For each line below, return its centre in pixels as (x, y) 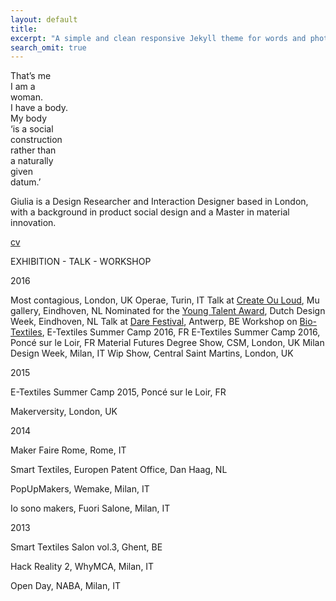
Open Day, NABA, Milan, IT (65, 586)
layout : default (44, 19)
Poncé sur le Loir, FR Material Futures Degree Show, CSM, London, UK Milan (167, 343)
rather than (33, 150)
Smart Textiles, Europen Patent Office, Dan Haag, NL (119, 470)
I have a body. (39, 108)
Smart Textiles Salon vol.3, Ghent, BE (86, 547)
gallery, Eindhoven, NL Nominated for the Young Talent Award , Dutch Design (168, 311)
